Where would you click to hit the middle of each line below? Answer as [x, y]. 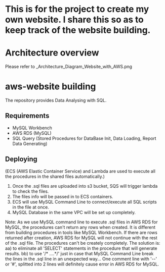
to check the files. [31, 191]
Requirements [27, 116]
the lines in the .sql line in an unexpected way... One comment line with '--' [81, 259]
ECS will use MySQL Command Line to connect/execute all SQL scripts [84, 202]
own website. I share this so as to [75, 20]
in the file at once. [31, 207]
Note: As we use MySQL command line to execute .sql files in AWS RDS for [82, 222]
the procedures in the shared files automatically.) [55, 176]
